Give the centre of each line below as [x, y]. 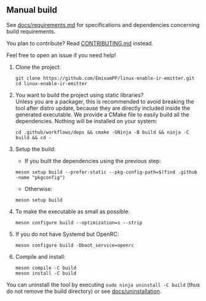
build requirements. [31, 31]
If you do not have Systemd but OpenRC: [67, 234]
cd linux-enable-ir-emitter [51, 83]
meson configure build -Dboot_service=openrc [74, 245]
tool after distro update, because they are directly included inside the [103, 108]
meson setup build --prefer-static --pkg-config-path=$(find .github [106, 172]
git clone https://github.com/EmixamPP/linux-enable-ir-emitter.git [105, 78]
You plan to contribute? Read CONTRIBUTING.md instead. [80, 43]
